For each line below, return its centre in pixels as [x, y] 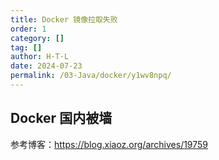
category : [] [37, 38]
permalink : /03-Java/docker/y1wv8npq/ [91, 76]
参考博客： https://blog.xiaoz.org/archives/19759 [109, 144]
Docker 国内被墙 [61, 118]
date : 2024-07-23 [46, 66]
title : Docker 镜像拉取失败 [64, 19]
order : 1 [28, 29]
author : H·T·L [40, 57]
